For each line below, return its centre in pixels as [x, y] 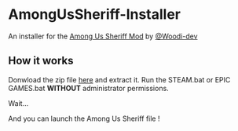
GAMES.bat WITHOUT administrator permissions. [88, 88]
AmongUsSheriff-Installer [95, 15]
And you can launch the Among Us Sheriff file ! [84, 118]
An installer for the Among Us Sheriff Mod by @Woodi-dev [103, 36]
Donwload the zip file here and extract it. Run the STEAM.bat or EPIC [119, 79]
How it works [41, 61]
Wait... [18, 103]
